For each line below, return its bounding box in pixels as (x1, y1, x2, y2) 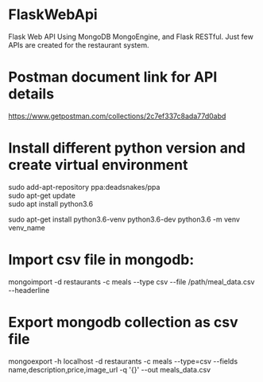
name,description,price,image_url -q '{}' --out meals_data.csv (8, 365, 211, 374)
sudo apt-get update (8, 191, 75, 200)
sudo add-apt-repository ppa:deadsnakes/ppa (8, 182, 161, 191)
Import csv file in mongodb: (8, 251, 195, 268)
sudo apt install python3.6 (8, 199, 94, 208)
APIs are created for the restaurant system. (8, 40, 149, 49)
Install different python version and (8, 139, 246, 157)
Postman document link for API (8, 68, 218, 87)
